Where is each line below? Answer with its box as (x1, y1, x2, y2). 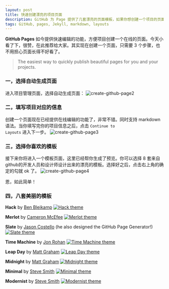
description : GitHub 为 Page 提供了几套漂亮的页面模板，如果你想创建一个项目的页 (5, 17, 161, 22)
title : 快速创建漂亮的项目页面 (5, 12, 62, 17)
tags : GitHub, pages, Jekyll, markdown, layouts (5, 21, 109, 27)
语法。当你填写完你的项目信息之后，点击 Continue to (5, 122, 115, 129)
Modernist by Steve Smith (5, 278, 60, 284)
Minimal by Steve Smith (5, 268, 55, 274)
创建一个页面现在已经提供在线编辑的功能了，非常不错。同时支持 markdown (5, 116, 161, 122)
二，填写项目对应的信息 (5, 104, 62, 111)
